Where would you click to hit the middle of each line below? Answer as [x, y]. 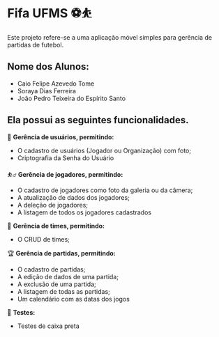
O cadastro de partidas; [51, 269]
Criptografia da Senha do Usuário [66, 158]
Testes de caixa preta [48, 326]
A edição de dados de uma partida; [68, 276]
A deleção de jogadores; [53, 205]
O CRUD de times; [43, 239]
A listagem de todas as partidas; [63, 291]
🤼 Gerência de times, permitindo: [56, 226]
